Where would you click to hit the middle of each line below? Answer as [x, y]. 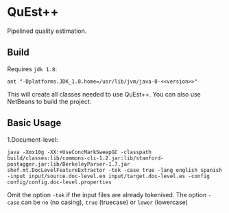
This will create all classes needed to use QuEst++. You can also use [104, 94]
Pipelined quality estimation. [47, 31]
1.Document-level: [33, 139]
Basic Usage [34, 123]
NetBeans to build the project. [49, 101]
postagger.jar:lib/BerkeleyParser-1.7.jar [69, 164]
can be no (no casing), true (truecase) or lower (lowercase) [105, 202]
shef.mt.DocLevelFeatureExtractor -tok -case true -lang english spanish [115, 170]
